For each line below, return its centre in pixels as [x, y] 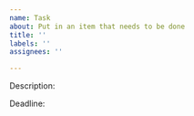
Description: [32, 86]
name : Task [30, 18]
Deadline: [27, 104]
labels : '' [30, 43]
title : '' [28, 35]
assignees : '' [36, 52]
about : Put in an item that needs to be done [97, 26]
